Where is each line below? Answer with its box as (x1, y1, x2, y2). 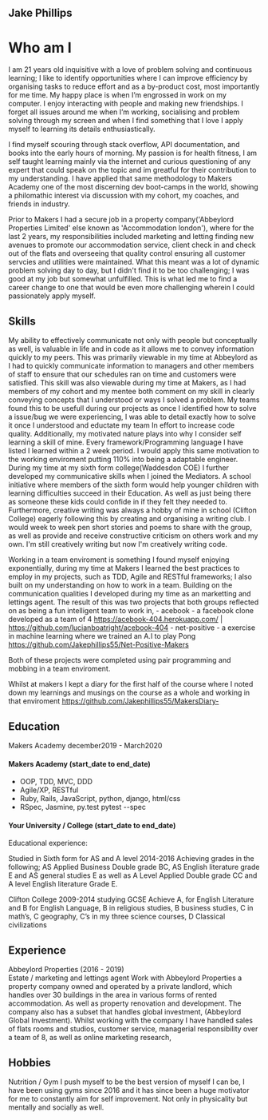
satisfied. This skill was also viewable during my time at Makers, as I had (8, 378, 246, 388)
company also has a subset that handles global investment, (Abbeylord (8, 1007, 242, 1017)
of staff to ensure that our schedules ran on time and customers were (8, 369, 237, 379)
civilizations (8, 920, 48, 930)
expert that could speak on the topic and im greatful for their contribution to (8, 165, 257, 175)
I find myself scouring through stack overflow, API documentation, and (8, 140, 241, 149)
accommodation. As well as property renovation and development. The (8, 998, 242, 1008)
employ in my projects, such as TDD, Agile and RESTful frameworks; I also (8, 572, 253, 582)
